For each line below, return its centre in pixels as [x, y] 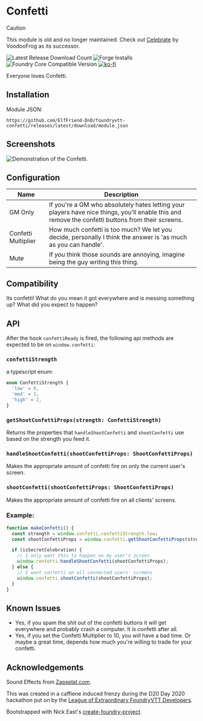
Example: [20, 516]
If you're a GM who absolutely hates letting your [117, 205]
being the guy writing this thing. [94, 262]
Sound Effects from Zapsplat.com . [49, 682]
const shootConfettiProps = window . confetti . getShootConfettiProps [98, 539]
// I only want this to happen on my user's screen [83, 556]
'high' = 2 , [27, 400]
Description [121, 194]
